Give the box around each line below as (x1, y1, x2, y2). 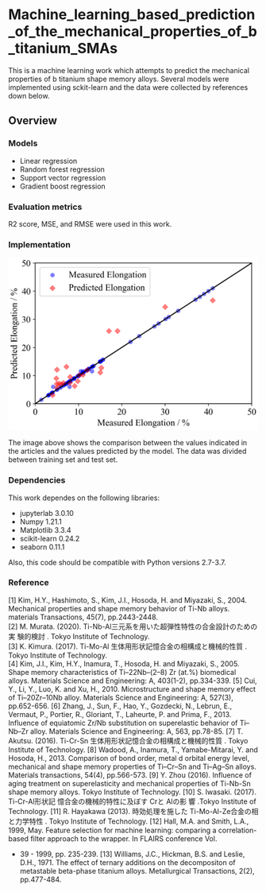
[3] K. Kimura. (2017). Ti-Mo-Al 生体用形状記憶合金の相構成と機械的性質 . (8, 642, 248, 651)
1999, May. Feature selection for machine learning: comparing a (8, 825, 217, 835)
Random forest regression (19, 165, 106, 174)
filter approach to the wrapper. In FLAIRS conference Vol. (30, 833, 218, 844)
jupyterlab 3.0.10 (19, 508, 74, 518)
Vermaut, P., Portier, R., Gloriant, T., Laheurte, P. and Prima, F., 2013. (8, 709, 232, 719)
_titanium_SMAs (8, 40, 118, 57)
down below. (8, 91, 50, 100)
